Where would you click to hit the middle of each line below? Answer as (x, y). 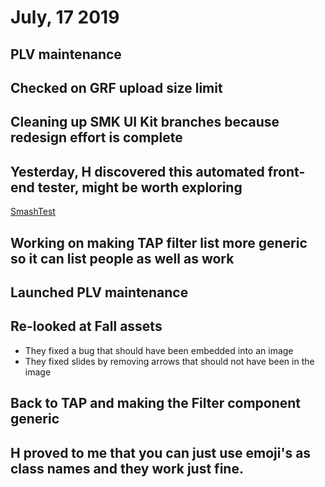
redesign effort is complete (96, 137)
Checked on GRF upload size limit (116, 87)
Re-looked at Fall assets (86, 326)
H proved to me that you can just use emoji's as (161, 452)
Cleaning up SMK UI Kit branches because (145, 122)
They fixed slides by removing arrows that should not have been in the (169, 361)
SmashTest (33, 212)
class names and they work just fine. (127, 468)
